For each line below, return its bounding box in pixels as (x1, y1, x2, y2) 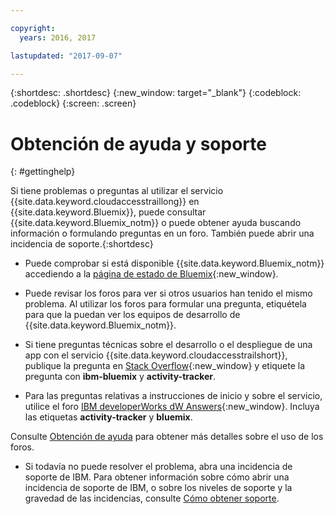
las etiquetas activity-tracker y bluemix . (24, 411, 193, 423)
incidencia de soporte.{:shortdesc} (10, 238, 154, 250)
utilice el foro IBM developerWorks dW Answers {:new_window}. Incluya (24, 401, 320, 413)
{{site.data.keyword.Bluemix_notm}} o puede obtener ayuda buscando (10, 217, 302, 229)
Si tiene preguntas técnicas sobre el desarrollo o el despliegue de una (24, 339, 313, 351)
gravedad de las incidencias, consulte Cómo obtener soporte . (24, 492, 280, 505)
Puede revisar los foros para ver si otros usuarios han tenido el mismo (24, 287, 313, 300)
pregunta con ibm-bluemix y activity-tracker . (24, 371, 217, 383)
